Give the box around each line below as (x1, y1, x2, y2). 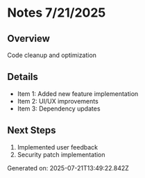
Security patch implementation (17, 150, 105, 159)
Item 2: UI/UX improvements (17, 97, 99, 105)
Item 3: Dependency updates (17, 104, 101, 113)
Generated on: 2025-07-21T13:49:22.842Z (7, 163, 130, 172)
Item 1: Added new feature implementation (17, 89, 139, 98)
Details (7, 71, 38, 83)
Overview (7, 33, 51, 44)
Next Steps (7, 124, 56, 136)
